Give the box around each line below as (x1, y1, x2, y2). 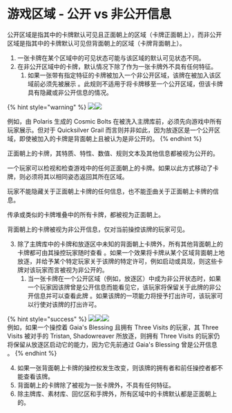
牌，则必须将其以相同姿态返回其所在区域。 (7, 172, 128, 180)
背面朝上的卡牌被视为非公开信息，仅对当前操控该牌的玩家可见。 (7, 225, 188, 233)
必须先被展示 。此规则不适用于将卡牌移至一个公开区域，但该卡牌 (39, 79, 223, 88)
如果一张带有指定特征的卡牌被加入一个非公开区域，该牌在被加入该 (27, 70, 215, 79)
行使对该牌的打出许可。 (33, 300, 101, 308)
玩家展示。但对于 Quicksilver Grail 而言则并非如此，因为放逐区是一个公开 (7, 126, 215, 134)
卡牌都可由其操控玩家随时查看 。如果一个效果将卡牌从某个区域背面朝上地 (17, 248, 225, 256)
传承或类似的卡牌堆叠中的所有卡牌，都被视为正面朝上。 (7, 210, 164, 218)
